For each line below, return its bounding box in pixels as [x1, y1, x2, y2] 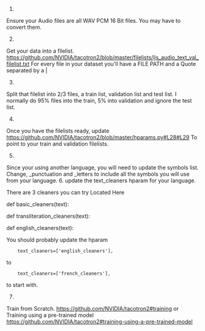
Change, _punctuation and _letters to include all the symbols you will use [6, 171, 190, 177]
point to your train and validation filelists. [6, 140, 109, 147]
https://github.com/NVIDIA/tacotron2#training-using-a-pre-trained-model [6, 318, 193, 325]
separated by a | [6, 67, 48, 74]
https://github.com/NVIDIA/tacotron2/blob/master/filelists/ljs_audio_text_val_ [6, 54, 199, 61]
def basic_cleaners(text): [6, 201, 69, 207]
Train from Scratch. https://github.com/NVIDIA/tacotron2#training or [6, 305, 179, 312]
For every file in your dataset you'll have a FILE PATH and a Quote [30, 61, 196, 67]
